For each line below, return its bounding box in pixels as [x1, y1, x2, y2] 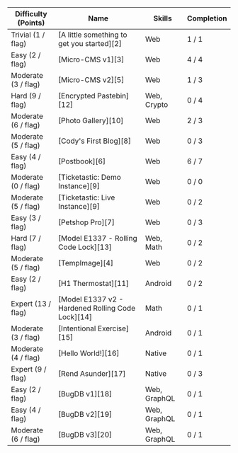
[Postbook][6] [57, 156, 106, 166]
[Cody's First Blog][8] [57, 136, 131, 146]
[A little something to [57, 30, 127, 40]
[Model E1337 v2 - [57, 294, 124, 304]
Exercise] [98, 323, 130, 333]
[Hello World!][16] [57, 348, 120, 358]
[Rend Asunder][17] [57, 369, 126, 378]
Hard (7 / [11, 234, 41, 243]
